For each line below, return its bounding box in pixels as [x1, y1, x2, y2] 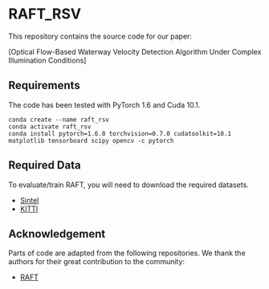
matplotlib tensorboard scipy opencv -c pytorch [8, 136, 174, 144]
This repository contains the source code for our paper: [8, 31, 193, 41]
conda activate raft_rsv [8, 122, 92, 131]
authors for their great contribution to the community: [8, 257, 185, 267]
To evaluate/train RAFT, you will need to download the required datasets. [8, 180, 249, 189]
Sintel [19, 195, 39, 205]
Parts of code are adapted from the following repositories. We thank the [8, 248, 247, 258]
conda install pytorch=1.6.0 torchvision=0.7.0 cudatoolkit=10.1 [8, 129, 231, 137]
